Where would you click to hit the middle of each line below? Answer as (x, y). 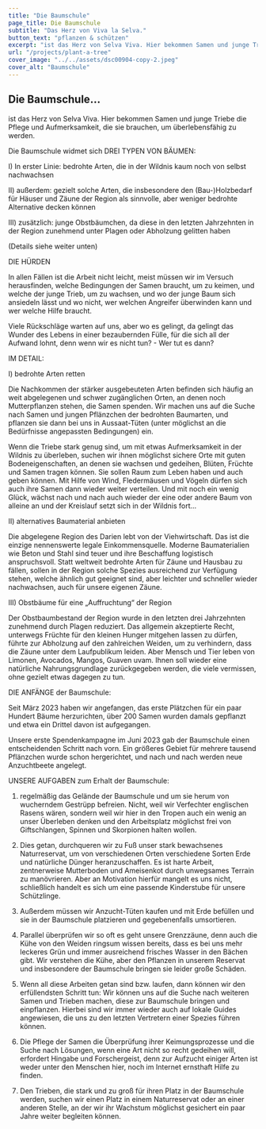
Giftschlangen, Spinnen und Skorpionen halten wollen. (108, 830)
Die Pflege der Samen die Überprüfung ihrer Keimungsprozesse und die (137, 1042)
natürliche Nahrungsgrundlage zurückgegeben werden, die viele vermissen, (132, 669)
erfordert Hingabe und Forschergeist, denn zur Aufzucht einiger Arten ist (139, 1058)
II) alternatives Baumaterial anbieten (67, 521)
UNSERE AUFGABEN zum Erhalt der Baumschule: (89, 780)
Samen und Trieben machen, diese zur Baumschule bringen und (124, 1000)
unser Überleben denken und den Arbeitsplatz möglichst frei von (125, 821)
